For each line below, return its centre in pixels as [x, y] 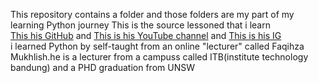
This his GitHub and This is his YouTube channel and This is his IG [146, 35]
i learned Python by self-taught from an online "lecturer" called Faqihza [157, 46]
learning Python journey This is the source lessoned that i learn [140, 25]
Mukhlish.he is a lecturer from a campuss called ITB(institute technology [159, 57]
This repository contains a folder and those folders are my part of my [152, 14]
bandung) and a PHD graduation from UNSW [102, 67]
